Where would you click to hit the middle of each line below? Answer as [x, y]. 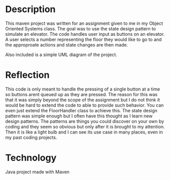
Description [30, 9]
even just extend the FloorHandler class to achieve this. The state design [81, 110]
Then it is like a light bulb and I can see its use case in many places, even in [84, 132]
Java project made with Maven [38, 172]
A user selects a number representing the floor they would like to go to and [83, 39]
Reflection [27, 75]
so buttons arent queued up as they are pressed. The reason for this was [81, 94]
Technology [31, 158]
